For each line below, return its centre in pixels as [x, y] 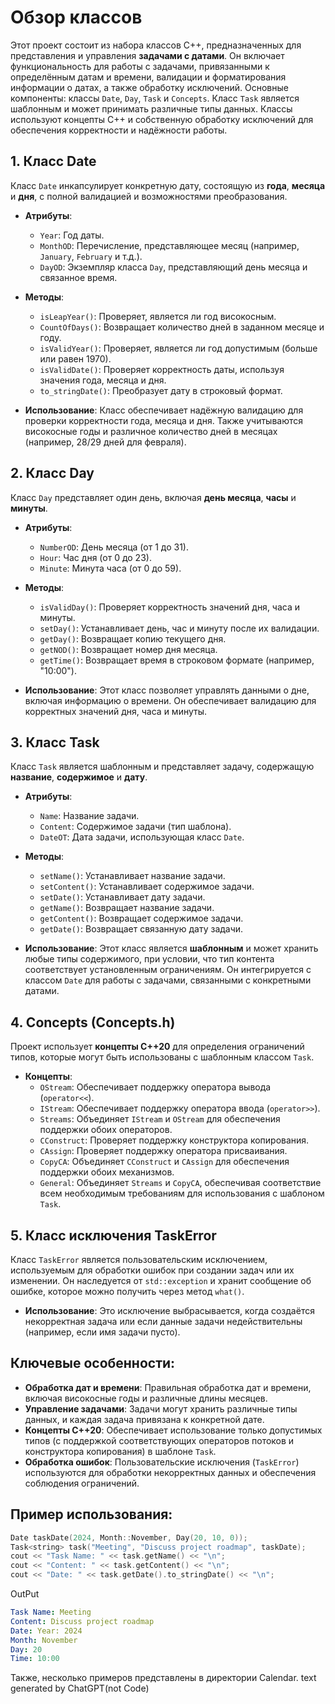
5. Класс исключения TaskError [113, 1235]
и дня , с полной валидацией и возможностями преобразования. [149, 196]
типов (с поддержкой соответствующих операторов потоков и [159, 1440]
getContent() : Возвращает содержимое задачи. [141, 918]
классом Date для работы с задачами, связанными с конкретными [168, 980]
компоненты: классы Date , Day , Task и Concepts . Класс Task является [155, 98]
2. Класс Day [52, 473]
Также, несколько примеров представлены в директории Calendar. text [163, 1678]
